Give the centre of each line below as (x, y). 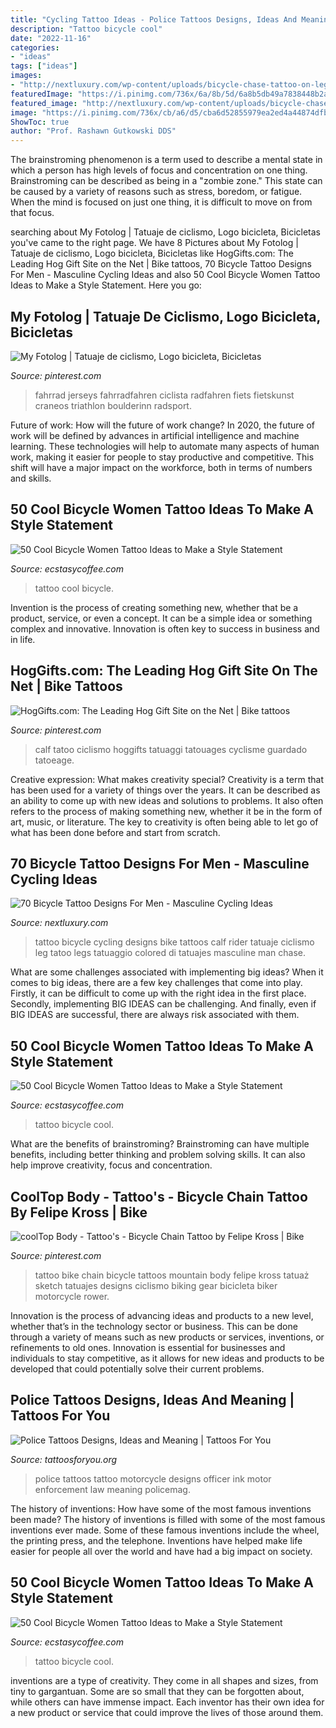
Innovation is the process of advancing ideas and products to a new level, (162, 1315)
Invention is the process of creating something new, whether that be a (154, 607)
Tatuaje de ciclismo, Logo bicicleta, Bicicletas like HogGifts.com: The (152, 253)
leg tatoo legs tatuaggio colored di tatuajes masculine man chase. (170, 953)
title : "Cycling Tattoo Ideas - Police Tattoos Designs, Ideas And (154, 19)
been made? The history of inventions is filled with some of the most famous (168, 1519)
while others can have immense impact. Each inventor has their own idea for (167, 1702)
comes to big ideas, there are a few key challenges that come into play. (156, 983)
